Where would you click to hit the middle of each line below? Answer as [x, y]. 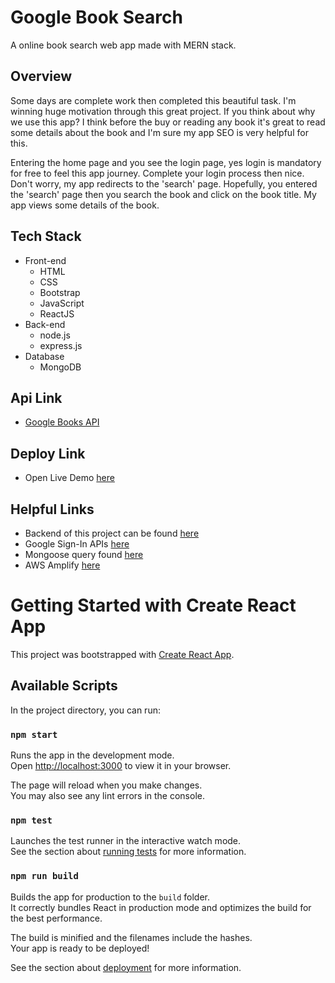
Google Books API [62, 422]
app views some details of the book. [85, 205]
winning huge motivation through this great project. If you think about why [163, 111]
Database [44, 356]
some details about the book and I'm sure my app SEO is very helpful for [159, 132]
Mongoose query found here [84, 554]
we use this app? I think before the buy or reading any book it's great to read [168, 122]
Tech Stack [46, 236]
